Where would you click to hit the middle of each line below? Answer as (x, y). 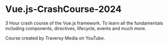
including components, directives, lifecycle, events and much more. (76, 28)
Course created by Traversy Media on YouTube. (55, 38)
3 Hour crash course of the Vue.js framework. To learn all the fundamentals (84, 23)
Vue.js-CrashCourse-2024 (63, 9)
